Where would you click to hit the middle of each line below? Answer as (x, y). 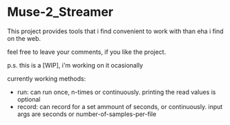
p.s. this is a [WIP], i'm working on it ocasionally (75, 65)
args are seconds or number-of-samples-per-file (87, 114)
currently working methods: (47, 78)
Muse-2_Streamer (60, 12)
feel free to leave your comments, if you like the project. (87, 52)
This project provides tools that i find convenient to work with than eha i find (115, 31)
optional (29, 99)
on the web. (24, 38)
